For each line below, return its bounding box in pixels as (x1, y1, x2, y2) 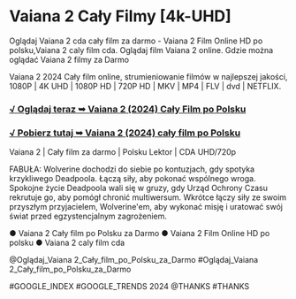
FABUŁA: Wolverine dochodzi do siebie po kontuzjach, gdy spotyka (9, 164, 254, 174)
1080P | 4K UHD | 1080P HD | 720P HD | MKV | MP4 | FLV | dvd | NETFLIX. (9, 80, 282, 91)
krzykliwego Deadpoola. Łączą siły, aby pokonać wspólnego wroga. (9, 173, 256, 184)
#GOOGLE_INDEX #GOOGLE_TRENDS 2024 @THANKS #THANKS (9, 281, 250, 292)
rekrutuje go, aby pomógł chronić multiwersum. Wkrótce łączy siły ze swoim (9, 192, 287, 203)
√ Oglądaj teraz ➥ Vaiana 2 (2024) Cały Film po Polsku (9, 103, 247, 115)
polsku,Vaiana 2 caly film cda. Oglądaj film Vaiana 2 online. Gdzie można (9, 44, 274, 55)
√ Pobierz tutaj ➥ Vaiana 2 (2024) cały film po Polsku (9, 126, 241, 139)
